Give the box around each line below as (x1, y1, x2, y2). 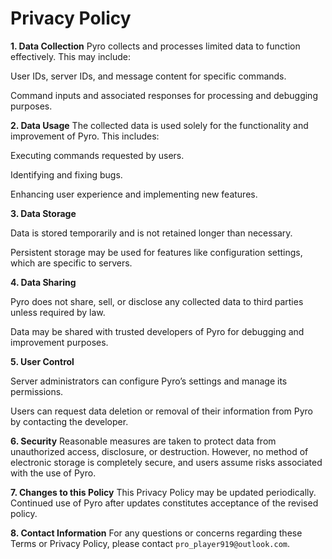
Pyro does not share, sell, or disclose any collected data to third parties (10, 295, 304, 307)
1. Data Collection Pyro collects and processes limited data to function (10, 40, 301, 52)
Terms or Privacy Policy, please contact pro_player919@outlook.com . (10, 537, 291, 549)
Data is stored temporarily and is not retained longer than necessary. (10, 227, 293, 239)
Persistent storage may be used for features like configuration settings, (10, 246, 303, 258)
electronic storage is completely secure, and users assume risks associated (10, 456, 323, 468)
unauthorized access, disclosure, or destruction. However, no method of (10, 445, 309, 457)
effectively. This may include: (10, 50, 131, 62)
